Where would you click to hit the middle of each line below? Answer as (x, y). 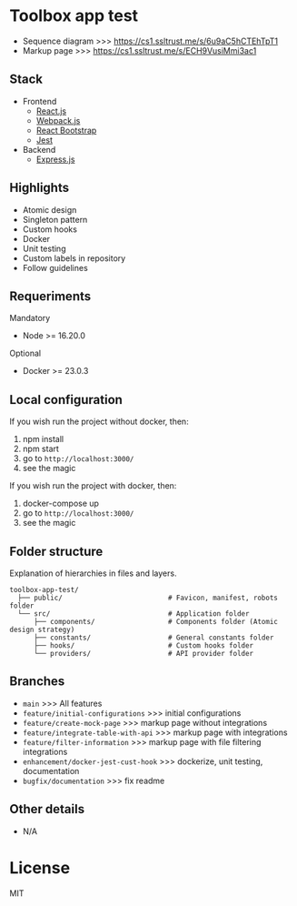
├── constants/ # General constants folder (153, 638)
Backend (39, 149)
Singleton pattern (55, 219)
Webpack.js (58, 120)
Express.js (55, 159)
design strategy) (42, 629)
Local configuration (66, 400)
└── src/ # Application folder (134, 614)
